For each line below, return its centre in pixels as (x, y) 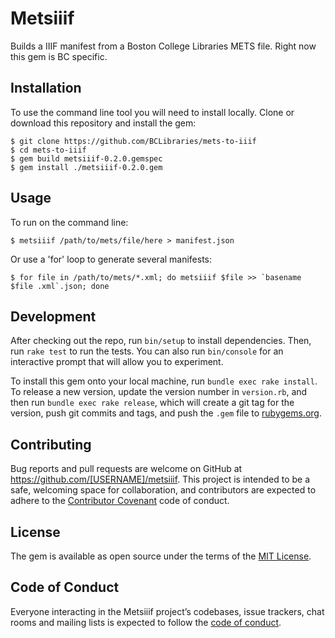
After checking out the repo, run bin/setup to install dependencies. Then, (161, 341)
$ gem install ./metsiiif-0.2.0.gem (86, 167)
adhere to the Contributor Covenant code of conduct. (120, 501)
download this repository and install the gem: (103, 123)
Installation (46, 88)
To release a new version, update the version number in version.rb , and (159, 392)
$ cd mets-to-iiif (48, 150)
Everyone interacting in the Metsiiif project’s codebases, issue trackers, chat (167, 611)
